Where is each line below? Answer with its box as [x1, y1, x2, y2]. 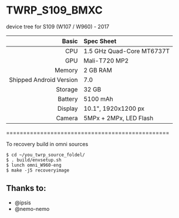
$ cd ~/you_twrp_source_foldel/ [6, 151, 85, 158]
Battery [58, 95, 78, 103]
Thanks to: [6, 183, 46, 193]
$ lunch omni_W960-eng [6, 162, 62, 168]
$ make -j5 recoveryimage [6, 167, 69, 173]
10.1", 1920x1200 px [83, 104, 145, 113]
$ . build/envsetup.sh [6, 157, 62, 163]
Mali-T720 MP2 [83, 57, 129, 65]
